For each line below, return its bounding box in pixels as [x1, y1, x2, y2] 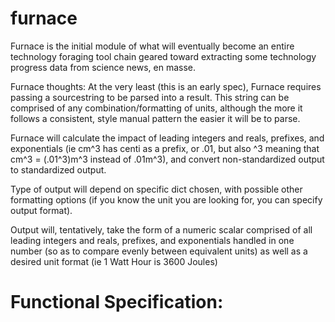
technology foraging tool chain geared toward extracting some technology [10, 50, 317, 62]
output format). [10, 204, 73, 216]
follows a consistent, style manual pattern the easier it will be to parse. [10, 112, 301, 124]
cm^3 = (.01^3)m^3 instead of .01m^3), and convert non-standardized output [10, 153, 325, 165]
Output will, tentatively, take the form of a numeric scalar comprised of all [10, 223, 313, 236]
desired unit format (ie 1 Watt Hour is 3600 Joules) [10, 255, 218, 267]
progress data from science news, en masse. [10, 61, 196, 73]
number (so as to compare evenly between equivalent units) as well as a [10, 245, 308, 257]
